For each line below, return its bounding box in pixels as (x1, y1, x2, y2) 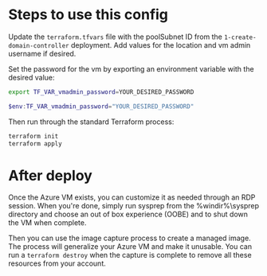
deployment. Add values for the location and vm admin (70, 40, 251, 49)
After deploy (8, 166, 93, 185)
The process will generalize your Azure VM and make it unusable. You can (8, 242, 253, 251)
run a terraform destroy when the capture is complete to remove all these (8, 251, 253, 260)
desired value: (8, 72, 55, 82)
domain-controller (8, 41, 69, 49)
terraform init (8, 132, 59, 140)
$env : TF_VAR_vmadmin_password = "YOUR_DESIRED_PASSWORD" (8, 102, 194, 111)
